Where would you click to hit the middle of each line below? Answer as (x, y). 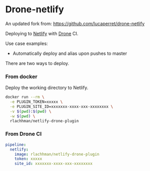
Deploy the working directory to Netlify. (47, 88)
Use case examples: (27, 43)
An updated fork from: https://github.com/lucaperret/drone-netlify (75, 24)
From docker (21, 76)
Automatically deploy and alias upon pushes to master (70, 53)
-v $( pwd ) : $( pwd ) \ (31, 111)
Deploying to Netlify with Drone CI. (42, 33)
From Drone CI (24, 134)
